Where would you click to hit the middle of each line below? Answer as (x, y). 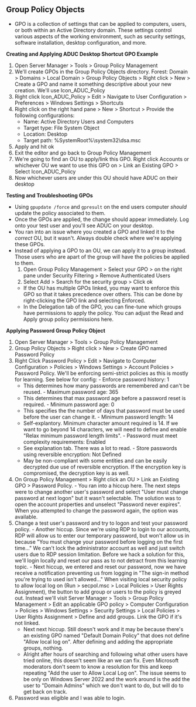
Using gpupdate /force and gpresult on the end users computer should (101, 207)
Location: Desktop (45, 134)
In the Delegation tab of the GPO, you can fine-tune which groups (102, 306)
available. (26, 517)
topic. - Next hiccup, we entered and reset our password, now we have (100, 567)
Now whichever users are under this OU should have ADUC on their (96, 177)
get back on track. (45, 691)
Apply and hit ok (34, 146)
